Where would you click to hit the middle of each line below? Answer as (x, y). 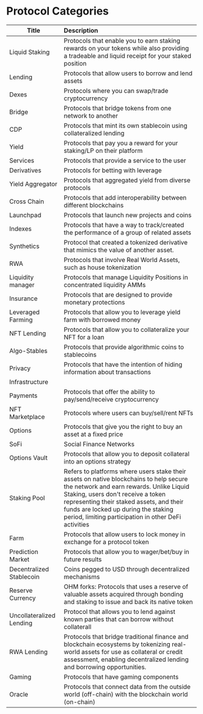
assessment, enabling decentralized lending (126, 659)
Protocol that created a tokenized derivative (126, 242)
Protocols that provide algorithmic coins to (124, 347)
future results (83, 559)
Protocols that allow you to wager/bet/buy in (127, 551)
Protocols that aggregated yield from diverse (127, 180)
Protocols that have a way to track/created (124, 224)
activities (76, 524)
